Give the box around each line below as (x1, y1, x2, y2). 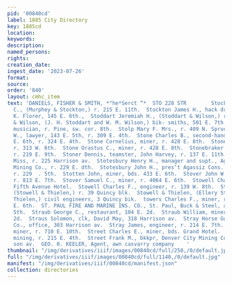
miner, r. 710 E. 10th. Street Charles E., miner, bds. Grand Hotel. (13, 228, 221, 235)
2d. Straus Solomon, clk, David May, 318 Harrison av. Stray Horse (13, 215, 217, 222)
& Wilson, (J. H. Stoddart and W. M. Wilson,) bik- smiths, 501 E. (13, 119, 212, 126)
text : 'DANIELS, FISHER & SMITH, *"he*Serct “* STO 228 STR (7, 100, 187, 107)
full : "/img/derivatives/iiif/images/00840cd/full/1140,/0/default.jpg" (7, 254, 221, 261)
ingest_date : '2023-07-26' (7, 68, 85, 74)
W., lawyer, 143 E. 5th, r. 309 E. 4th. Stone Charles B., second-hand (13, 132, 227, 139)
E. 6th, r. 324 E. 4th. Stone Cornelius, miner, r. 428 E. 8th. (13, 139, 206, 145)
